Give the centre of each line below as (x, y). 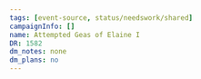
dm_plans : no (34, 60)
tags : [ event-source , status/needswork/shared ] (101, 18)
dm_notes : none (38, 52)
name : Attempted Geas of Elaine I (75, 35)
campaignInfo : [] (42, 26)
